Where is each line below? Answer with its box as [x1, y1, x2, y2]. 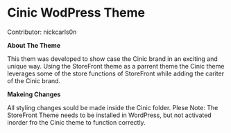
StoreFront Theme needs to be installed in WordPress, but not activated [7, 111, 212, 119]
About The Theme [7, 41, 61, 49]
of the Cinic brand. [7, 76, 61, 85]
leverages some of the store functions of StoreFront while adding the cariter [7, 69, 224, 78]
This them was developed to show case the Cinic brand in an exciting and [7, 54, 218, 63]
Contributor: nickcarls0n [7, 28, 77, 36]
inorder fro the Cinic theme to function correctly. [7, 118, 146, 126]
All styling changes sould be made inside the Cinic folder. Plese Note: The [7, 103, 219, 112]
